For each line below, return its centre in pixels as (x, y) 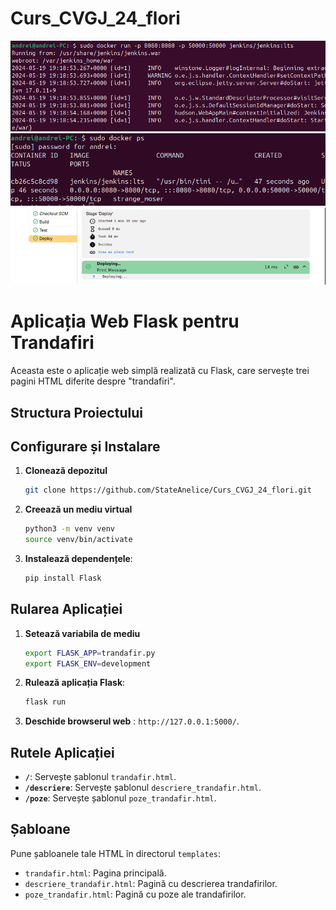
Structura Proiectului (76, 412)
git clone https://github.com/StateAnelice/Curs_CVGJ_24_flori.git (168, 490)
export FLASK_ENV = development (88, 663)
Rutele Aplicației (62, 752)
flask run (45, 702)
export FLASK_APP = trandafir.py (90, 653)
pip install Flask (63, 578)
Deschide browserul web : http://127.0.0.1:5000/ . (132, 721)
